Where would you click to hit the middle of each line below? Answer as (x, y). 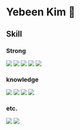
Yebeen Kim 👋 (41, 12)
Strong (16, 51)
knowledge (22, 79)
